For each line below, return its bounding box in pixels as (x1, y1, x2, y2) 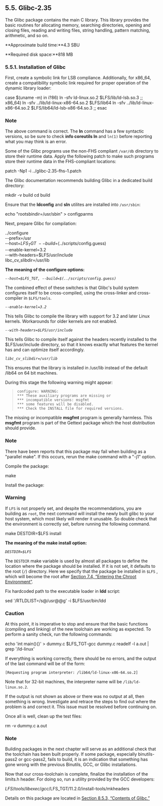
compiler (5, 295, 23, 301)
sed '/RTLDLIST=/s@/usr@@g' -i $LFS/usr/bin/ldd (5, 598, 106, 604)
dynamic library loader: (5, 85, 52, 91)
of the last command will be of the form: (5, 661, 85, 667)
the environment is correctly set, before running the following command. (5, 521, 150, 527)
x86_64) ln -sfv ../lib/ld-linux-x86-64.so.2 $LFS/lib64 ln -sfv (5, 100, 126, 106)
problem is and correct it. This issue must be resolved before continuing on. (5, 704, 157, 710)
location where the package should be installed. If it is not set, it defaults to (5, 563, 156, 569)
